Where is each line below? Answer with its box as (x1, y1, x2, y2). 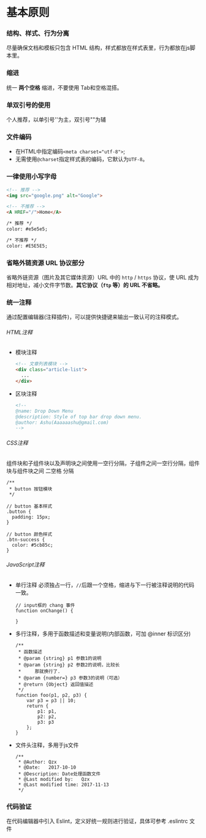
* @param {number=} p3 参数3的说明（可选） (18, 675, 123, 681)
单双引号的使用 (6, 101, 51, 109)
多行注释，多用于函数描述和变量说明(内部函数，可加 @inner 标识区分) (15, 630, 191, 637)
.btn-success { (6, 536, 45, 542)
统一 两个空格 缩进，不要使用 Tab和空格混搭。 (6, 84, 123, 91)
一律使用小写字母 (6, 173, 57, 181)
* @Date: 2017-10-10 (18, 764, 77, 770)
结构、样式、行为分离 (6, 29, 69, 37)
